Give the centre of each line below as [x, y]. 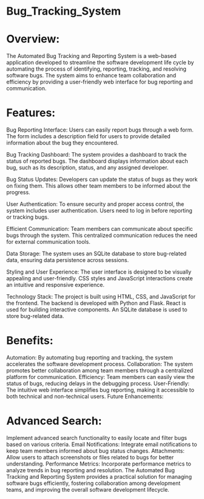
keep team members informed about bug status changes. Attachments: [96, 451]
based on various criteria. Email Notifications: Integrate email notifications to [102, 444]
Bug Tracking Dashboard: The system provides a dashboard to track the [97, 155]
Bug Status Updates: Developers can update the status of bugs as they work [102, 179]
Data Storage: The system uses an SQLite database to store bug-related [97, 253]
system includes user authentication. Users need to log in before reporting [99, 211]
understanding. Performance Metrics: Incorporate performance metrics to [99, 464]
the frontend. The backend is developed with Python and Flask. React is [96, 303]
